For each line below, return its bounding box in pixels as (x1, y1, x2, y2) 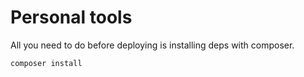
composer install (10, 58, 83, 68)
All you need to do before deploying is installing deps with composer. (10, 39, 295, 51)
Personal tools (10, 6, 133, 29)
